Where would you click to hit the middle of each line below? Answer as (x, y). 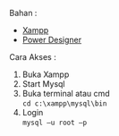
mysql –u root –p (55, 123)
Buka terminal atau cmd (66, 93)
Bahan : (23, 13)
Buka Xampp (46, 74)
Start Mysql (43, 84)
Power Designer (52, 40)
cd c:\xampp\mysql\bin (64, 104)
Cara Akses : (33, 57)
